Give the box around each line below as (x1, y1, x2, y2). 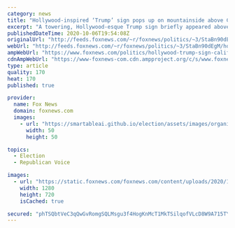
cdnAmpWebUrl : (7, 56, 49, 63)
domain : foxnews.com (13, 108, 73, 115)
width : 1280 (20, 185, 55, 192)
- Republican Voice (13, 159, 71, 166)
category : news (7, 10, 52, 17)
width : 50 (25, 127, 55, 134)
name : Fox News (13, 101, 58, 108)
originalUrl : (7, 36, 45, 43)
